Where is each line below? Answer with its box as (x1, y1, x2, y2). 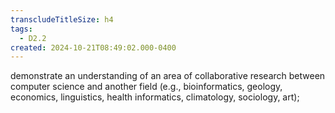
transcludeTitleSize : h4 (10, 14, 114, 25)
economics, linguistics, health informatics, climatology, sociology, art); (10, 91, 300, 103)
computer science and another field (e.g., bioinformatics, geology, (10, 81, 283, 93)
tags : (10, 24, 33, 34)
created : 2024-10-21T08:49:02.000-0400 (10, 42, 177, 53)
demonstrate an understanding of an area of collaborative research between (10, 70, 326, 82)
